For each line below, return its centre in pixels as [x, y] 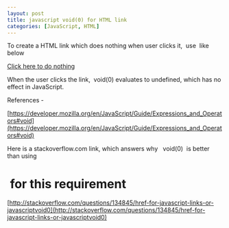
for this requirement [68, 184]
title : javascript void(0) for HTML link [67, 20]
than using [22, 156]
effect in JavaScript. [36, 87]
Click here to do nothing [41, 67]
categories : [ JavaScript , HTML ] [53, 26]
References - [26, 100]
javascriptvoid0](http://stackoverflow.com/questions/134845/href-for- [106, 210]
